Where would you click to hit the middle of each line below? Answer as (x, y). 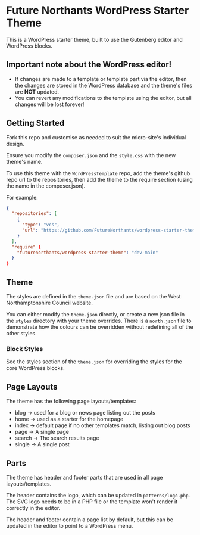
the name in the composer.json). (46, 186)
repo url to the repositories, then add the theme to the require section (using (100, 179)
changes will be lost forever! (49, 104)
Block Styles (25, 349)
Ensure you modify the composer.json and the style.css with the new (91, 155)
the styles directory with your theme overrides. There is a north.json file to (99, 321)
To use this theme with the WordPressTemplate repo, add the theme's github (98, 173)
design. (15, 144)
